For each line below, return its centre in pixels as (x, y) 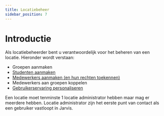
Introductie (28, 39)
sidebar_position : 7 (26, 14)
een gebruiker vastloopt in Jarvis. (39, 108)
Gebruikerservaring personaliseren (48, 88)
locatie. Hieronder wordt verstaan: (40, 58)
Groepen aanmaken (32, 67)
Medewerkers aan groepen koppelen (50, 83)
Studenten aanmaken (34, 73)
